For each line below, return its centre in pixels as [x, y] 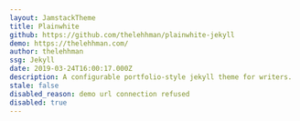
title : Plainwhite [44, 26]
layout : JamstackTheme [53, 18]
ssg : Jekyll [32, 60]
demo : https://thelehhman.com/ [69, 43]
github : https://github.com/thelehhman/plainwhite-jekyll [122, 35]
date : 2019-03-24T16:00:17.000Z [71, 69]
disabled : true [38, 102]
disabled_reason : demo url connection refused [100, 94]
